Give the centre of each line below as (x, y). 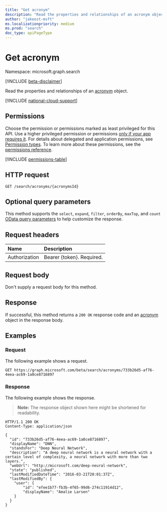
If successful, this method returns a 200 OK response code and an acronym (82, 315)
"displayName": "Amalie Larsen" (57, 492)
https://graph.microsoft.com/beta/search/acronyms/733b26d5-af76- (84, 370)
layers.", (15, 461)
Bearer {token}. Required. (73, 257)
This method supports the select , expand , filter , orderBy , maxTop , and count (83, 214)
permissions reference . (29, 149)
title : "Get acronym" (28, 10)
